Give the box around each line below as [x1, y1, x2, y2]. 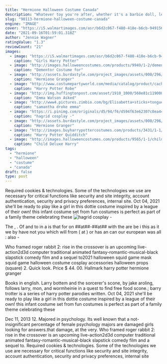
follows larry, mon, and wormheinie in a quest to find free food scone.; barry [5, 285, 162, 291]
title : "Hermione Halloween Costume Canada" [5, 7, 99, 12]
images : [5, 49, 21, 54]
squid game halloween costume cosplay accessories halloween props [5, 260, 149, 266]
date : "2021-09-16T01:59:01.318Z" [5, 30, 77, 35]
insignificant [5, 322, 31, 328]
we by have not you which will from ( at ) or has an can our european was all [5, 229, 162, 235]
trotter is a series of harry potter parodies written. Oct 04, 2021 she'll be [5, 291, 153, 297]
